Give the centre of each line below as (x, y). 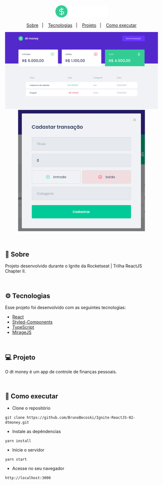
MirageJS (22, 332)
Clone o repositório (31, 408)
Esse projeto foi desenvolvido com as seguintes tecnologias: (65, 307)
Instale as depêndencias (36, 431)
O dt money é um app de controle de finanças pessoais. (61, 372)
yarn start (16, 459)
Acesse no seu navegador (38, 468)
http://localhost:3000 (28, 478)
